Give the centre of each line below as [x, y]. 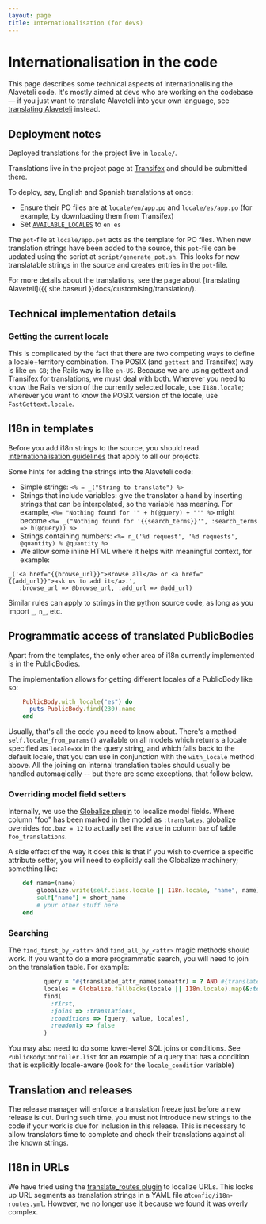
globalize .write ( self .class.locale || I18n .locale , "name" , [138, 891]
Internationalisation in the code [113, 62]
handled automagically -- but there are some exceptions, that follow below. [131, 774]
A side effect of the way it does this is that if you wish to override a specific [131, 852]
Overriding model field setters [67, 794]
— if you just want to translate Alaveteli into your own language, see [119, 101]
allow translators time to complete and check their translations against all [127, 1134]
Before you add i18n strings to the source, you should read [104, 447]
